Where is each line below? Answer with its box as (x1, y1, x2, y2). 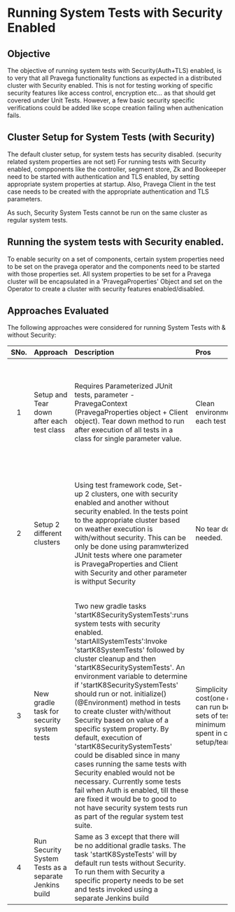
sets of (195, 711, 218, 720)
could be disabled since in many (74, 751, 180, 760)
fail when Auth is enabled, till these (74, 786, 189, 796)
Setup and (34, 390, 68, 400)
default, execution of (74, 733, 143, 743)
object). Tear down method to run (74, 416, 185, 426)
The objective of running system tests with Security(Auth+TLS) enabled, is (7, 67, 222, 74)
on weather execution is (74, 524, 153, 534)
